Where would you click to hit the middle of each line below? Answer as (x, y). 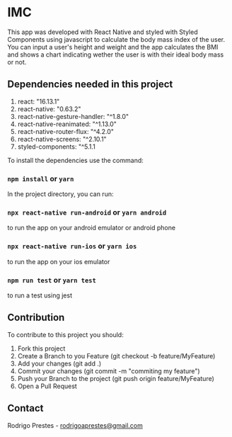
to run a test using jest (40, 295)
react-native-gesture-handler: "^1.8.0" (73, 116)
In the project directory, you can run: (60, 194)
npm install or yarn (41, 178)
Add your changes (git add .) (59, 363)
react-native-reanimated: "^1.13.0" (67, 124)
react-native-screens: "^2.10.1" (62, 139)
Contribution (36, 318)
